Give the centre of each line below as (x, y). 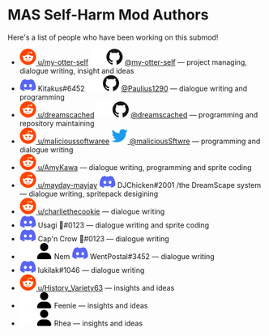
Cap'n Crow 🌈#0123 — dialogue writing (103, 238)
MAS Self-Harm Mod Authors (108, 15)
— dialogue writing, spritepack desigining (89, 194)
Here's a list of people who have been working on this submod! (113, 37)
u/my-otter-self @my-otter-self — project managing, (143, 62)
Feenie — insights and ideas (101, 305)
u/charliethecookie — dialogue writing (101, 211)
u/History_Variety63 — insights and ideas (106, 287)
